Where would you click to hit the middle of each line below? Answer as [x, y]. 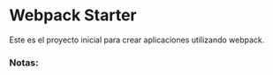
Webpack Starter [73, 15]
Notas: [24, 63]
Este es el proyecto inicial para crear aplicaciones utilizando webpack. [137, 40]
